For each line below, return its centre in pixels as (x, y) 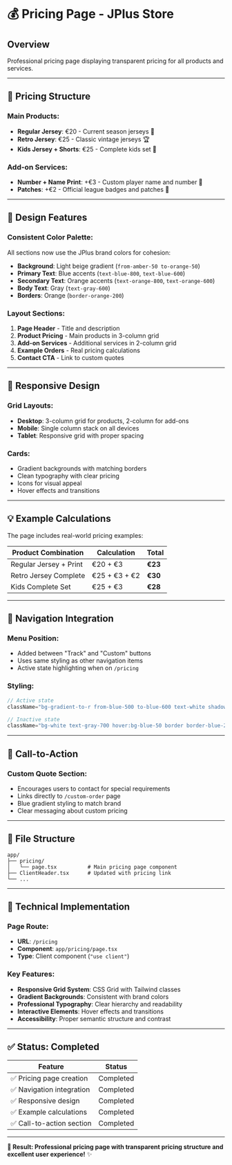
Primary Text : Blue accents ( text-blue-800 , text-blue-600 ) (101, 273)
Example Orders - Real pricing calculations (78, 350)
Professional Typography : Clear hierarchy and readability (100, 1004)
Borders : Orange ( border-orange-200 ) (70, 295)
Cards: (19, 453)
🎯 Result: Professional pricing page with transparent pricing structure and (115, 1146)
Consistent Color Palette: (50, 237)
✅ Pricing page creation (49, 1078)
